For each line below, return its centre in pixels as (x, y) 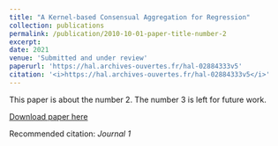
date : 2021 (29, 50)
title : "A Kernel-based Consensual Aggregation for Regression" (130, 17)
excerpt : (25, 42)
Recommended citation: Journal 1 (70, 134)
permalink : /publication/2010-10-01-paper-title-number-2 (118, 33)
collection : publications (56, 26)
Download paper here (49, 116)
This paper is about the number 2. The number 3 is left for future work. (138, 99)
